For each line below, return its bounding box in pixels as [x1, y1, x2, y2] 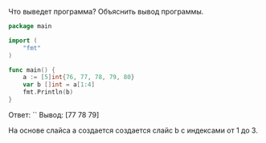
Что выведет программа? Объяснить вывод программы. [8, 7, 204, 16]
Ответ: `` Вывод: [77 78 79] [8, 109, 100, 119]
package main [8, 22, 52, 30]
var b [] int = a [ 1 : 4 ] [23, 81, 95, 89]
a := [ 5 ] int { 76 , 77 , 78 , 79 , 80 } [23, 73, 135, 81]
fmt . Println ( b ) [23, 88, 74, 97]
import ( [8, 36, 38, 45]
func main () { [8, 66, 56, 74]
